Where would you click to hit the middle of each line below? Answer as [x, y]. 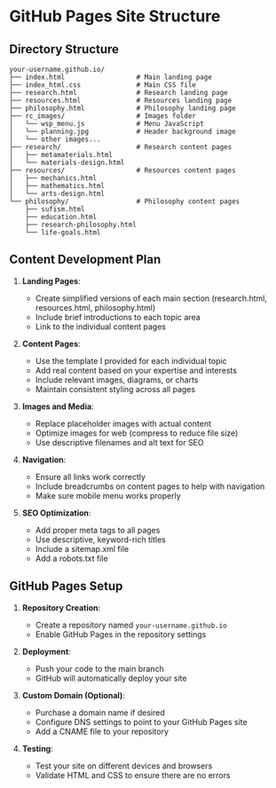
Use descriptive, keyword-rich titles [100, 540]
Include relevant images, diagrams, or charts [117, 380]
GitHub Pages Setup [66, 586]
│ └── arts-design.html [57, 193]
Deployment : [46, 651]
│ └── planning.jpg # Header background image [123, 131]
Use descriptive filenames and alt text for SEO [119, 442]
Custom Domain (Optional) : [74, 695]
